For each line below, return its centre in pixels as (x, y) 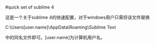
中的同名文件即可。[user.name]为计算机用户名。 (55, 37)
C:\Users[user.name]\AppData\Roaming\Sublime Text (61, 27)
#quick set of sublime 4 (30, 7)
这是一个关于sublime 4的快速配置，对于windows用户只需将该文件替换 (77, 17)
